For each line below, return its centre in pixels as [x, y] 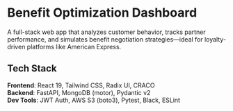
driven [16, 46]
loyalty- [215, 39]
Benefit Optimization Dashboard [102, 13]
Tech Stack [32, 68]
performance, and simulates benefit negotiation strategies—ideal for [105, 39]
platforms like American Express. [74, 46]
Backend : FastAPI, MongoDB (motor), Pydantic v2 [79, 92]
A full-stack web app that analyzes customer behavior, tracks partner [107, 32]
